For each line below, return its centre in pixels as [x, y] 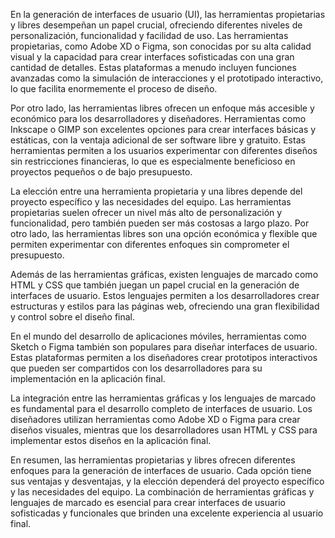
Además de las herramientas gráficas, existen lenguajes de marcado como [164, 274]
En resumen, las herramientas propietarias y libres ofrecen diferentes [153, 460]
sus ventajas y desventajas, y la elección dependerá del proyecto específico [167, 481]
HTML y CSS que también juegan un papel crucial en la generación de [155, 285]
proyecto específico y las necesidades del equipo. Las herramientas [151, 202]
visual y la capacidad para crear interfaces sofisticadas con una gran [152, 57]
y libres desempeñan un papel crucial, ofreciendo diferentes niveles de [156, 25]
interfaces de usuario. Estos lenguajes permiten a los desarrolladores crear [165, 295]
